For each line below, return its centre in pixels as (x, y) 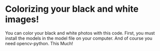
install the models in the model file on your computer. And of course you (79, 38)
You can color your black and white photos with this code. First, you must (80, 33)
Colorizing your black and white (72, 9)
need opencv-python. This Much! (39, 43)
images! (22, 19)
